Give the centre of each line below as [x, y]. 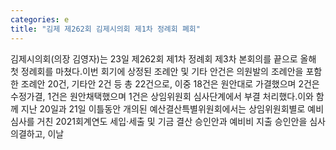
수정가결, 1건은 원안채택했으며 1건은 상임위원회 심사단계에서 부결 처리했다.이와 [162, 96]
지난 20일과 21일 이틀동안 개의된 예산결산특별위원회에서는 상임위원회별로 [163, 108]
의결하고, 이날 [37, 133]
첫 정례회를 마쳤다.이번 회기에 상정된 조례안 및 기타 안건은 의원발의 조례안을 [157, 71]
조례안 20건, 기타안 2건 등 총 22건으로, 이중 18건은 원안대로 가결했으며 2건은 [170, 83]
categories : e [40, 19]
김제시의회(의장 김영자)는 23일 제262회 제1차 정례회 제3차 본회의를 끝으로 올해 [163, 58]
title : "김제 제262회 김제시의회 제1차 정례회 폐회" [105, 29]
